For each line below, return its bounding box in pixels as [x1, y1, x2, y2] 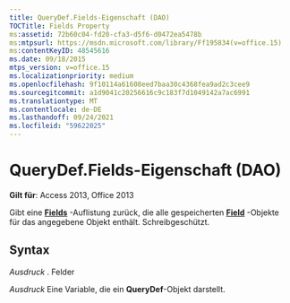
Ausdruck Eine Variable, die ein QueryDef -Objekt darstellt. [9, 283, 226, 294]
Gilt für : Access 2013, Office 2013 [9, 189, 134, 200]
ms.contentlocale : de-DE [9, 105, 102, 114]
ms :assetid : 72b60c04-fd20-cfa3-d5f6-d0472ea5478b [9, 30, 202, 39]
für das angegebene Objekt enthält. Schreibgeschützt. [9, 216, 210, 227]
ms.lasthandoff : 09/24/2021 [9, 113, 115, 122]
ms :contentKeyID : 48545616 [9, 47, 110, 56]
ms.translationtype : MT [9, 96, 98, 106]
